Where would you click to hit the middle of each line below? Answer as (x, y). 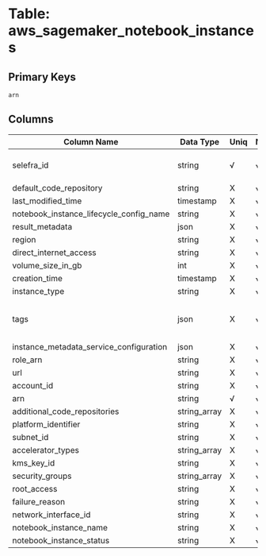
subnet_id (30, 437)
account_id (33, 385)
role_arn (27, 360)
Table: (29, 14)
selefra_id (30, 165)
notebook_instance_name (60, 527)
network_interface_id (51, 515)
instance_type (38, 291)
